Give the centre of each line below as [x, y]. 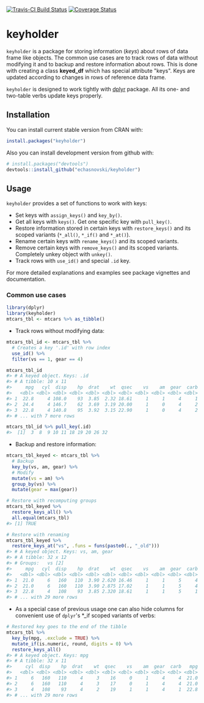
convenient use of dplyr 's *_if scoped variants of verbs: [85, 615]
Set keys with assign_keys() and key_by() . [68, 215]
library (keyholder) [31, 313]
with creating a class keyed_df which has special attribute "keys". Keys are [101, 70]
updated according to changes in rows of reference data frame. [86, 77]
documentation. [26, 279]
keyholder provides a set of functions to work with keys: [77, 203]
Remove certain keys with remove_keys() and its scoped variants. [97, 248]
